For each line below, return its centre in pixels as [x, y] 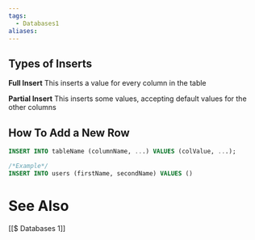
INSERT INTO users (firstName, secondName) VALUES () [101, 173]
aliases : [23, 31]
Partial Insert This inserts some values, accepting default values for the [128, 99]
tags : [17, 16]
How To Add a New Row [69, 133]
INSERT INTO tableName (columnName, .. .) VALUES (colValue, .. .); [122, 151]
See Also [39, 206]
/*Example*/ [28, 166]
